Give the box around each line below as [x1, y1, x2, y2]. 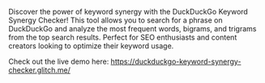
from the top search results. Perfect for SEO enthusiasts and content [8, 32, 237, 42]
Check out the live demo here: [8, 56, 109, 66]
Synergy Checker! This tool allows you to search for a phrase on [8, 15, 223, 25]
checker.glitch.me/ [8, 65, 71, 75]
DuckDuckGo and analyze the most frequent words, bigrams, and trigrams [8, 24, 257, 33]
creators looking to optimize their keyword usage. [8, 41, 174, 51]
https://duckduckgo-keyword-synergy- [110, 56, 241, 66]
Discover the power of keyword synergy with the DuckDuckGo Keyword [8, 7, 249, 16]
